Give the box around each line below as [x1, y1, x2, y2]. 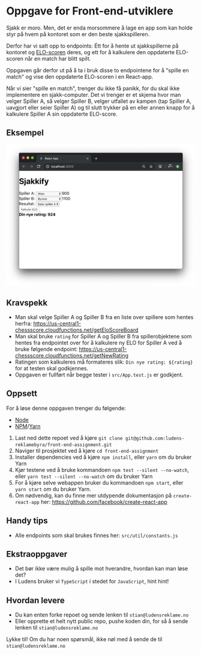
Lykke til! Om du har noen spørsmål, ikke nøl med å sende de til [6, 636, 163, 643]
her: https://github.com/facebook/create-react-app [41, 498, 168, 505]
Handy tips [6, 516, 48, 526]
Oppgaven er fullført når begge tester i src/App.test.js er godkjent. [14, 371, 184, 378]
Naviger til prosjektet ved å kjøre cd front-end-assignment [14, 447, 159, 454]
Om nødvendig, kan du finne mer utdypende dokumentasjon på [14, 492, 172, 499]
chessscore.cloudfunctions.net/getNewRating [14, 352, 129, 359]
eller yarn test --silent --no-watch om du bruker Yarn [14, 473, 153, 480]
